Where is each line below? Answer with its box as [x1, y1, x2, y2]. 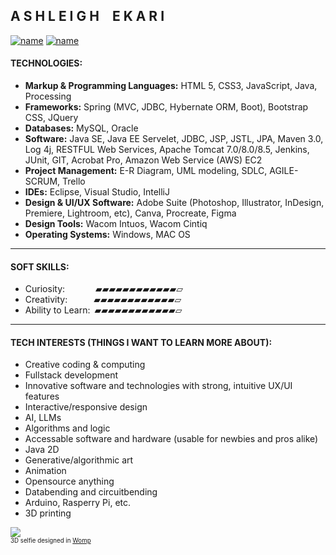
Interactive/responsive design [24, 401, 148, 413]
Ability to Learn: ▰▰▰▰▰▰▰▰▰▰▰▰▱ [24, 304, 183, 316]
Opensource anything [24, 475, 115, 488]
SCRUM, [24, 175, 61, 188]
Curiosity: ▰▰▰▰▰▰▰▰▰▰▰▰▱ [24, 283, 183, 295]
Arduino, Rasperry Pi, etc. [24, 497, 132, 509]
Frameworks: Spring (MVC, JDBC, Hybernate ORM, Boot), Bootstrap [24, 101, 309, 113]
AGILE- [269, 165, 299, 177]
